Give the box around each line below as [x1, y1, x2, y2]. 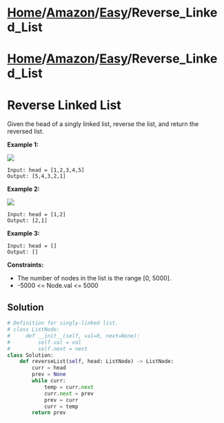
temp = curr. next [43, 384, 94, 391]
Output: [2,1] [7, 217, 48, 225]
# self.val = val [7, 339, 81, 346]
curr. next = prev [43, 390, 94, 397]
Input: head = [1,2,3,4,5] [7, 167, 85, 174]
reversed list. [7, 127, 44, 136]
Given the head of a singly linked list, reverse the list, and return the [7, 120, 199, 128]
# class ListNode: [7, 326, 60, 333]
